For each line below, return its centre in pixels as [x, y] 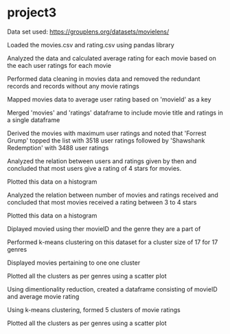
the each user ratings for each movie [59, 65]
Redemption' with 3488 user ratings [58, 147]
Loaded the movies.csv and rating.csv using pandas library [91, 45]
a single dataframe [34, 120]
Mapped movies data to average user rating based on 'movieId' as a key [109, 99]
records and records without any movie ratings [73, 86]
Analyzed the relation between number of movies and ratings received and [113, 195]
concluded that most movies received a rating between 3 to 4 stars [102, 202]
